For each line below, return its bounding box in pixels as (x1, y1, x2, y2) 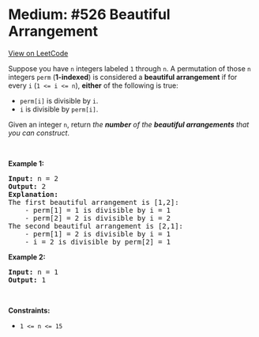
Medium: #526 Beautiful (8, 6, 171, 24)
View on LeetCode (8, 48, 69, 58)
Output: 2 (8, 182, 46, 191)
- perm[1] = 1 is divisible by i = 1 (24, 206, 171, 214)
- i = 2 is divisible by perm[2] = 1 (24, 237, 171, 246)
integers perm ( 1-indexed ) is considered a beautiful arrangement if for (8, 72, 238, 81)
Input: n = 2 (8, 174, 59, 183)
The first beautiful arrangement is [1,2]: (8, 198, 179, 206)
